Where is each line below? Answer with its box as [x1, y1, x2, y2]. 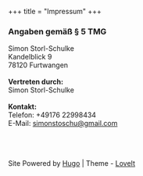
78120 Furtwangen [8, 60, 69, 70]
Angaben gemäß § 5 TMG [8, 26, 107, 37]
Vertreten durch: [8, 77, 64, 87]
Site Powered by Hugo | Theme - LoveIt [8, 159, 135, 168]
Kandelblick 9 [8, 52, 52, 62]
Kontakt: [8, 102, 38, 112]
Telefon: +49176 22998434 [8, 110, 96, 120]
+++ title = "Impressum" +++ [8, 7, 102, 16]
